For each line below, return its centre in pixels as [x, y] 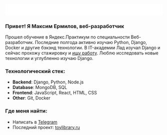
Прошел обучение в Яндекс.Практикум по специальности [67, 37]
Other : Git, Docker [31, 98]
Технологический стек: [35, 71]
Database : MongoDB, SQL [40, 87]
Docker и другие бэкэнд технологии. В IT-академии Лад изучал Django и [83, 48]
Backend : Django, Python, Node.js [48, 82]
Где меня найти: [26, 111]
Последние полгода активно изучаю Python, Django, [91, 42]
